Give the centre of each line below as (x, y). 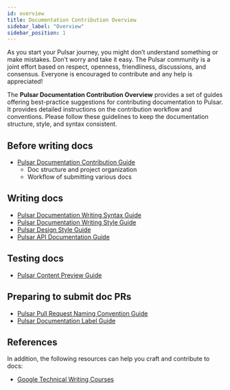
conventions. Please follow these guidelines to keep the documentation (108, 117)
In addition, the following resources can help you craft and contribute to (108, 359)
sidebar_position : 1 (37, 33)
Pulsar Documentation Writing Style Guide (77, 222)
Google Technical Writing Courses (66, 380)
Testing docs (35, 259)
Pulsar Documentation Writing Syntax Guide (79, 215)
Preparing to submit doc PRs (69, 297)
